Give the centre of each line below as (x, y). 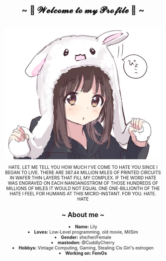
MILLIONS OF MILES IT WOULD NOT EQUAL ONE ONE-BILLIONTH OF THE (83, 188)
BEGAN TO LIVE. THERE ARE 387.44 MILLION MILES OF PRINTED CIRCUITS (83, 173)
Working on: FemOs (86, 253)
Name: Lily (86, 227)
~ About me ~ (83, 214)
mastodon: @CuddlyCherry (86, 243)
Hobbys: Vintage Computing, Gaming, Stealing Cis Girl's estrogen (86, 248)
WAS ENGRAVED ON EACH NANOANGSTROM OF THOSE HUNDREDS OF (83, 183)
